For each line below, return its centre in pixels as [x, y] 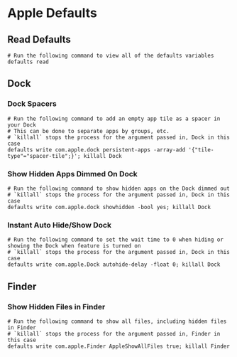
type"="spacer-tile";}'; [44, 156]
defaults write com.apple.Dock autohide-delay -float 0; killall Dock [114, 265]
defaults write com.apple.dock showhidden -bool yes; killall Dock [109, 207]
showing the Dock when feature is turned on [74, 246]
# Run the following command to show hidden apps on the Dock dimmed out [119, 188]
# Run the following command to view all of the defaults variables [111, 55]
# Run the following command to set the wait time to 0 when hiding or [115, 240]
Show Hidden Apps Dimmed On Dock [73, 174]
